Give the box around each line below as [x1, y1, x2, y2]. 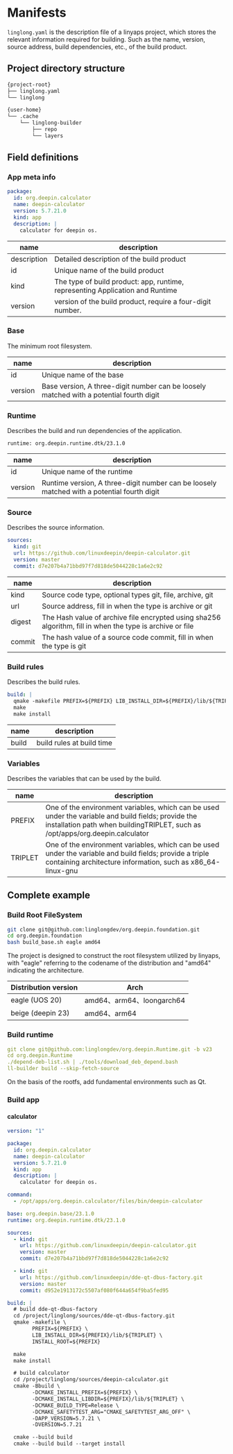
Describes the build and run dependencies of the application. [7, 427, 182, 435]
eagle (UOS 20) [10, 995, 62, 1005]
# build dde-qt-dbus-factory [13, 1306, 98, 1313]
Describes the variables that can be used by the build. [7, 774, 162, 782]
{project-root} [7, 81, 51, 88]
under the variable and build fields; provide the [45, 811, 198, 820]
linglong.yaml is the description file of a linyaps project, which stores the [7, 28, 216, 36]
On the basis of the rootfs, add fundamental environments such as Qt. [7, 1078, 207, 1086]
